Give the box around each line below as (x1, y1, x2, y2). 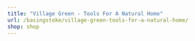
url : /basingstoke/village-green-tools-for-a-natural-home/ (7, 17, 189, 24)
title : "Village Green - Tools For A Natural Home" (7, 10, 163, 17)
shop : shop (7, 23, 40, 30)
